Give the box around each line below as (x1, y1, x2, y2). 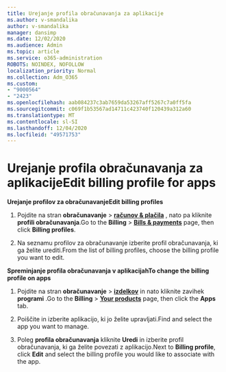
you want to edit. (16, 253, 65, 262)
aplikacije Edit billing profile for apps (7, 175, 216, 190)
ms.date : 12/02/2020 (7, 36, 66, 42)
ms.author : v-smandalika (7, 16, 78, 23)
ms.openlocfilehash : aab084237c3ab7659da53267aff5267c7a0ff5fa (7, 99, 192, 106)
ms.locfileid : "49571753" (7, 131, 81, 138)
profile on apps (7, 274, 51, 282)
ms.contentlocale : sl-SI (7, 118, 78, 125)
